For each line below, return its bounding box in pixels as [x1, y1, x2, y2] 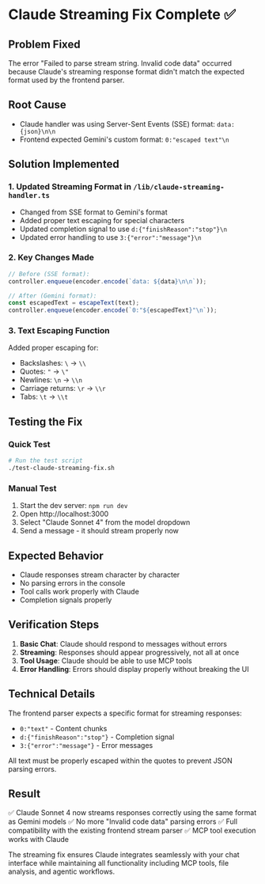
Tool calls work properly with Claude [19, 587, 140, 597]
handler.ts [8, 192, 50, 200]
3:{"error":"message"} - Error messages [19, 740, 153, 749]
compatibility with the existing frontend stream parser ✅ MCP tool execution [8, 825, 256, 836]
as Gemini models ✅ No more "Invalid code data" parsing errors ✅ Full [8, 817, 238, 826]
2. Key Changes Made [8, 252, 95, 263]
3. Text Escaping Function [8, 325, 110, 336]
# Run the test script [8, 457, 83, 465]
